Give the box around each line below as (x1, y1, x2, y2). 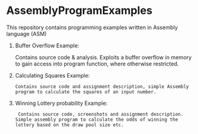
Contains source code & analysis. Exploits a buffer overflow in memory (15, 53, 192, 61)
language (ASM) (6, 30, 47, 37)
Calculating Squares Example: (15, 72, 90, 79)
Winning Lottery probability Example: (15, 99, 108, 107)
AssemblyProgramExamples (6, 4, 153, 18)
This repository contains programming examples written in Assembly (6, 24, 178, 31)
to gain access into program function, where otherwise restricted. (15, 60, 179, 67)
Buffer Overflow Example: (15, 42, 80, 49)
